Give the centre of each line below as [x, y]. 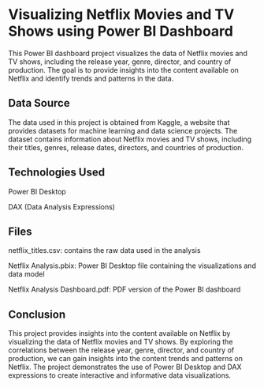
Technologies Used [56, 173]
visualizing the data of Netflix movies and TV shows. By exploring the [121, 342]
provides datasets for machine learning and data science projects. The [123, 130]
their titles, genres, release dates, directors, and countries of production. [126, 147]
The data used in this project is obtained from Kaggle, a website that [119, 122]
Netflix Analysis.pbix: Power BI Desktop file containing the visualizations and [132, 266]
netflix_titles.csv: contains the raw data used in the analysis [104, 251]
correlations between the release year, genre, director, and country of [121, 350]
